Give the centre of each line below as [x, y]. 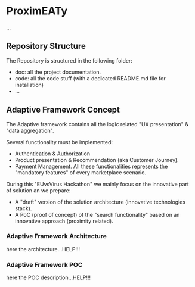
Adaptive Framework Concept [63, 110]
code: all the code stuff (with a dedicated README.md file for [90, 78]
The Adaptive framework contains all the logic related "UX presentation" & [97, 124]
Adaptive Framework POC [44, 264]
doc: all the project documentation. [58, 72]
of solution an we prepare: [38, 190]
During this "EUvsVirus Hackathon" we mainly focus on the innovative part [97, 184]
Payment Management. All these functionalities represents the [91, 166]
